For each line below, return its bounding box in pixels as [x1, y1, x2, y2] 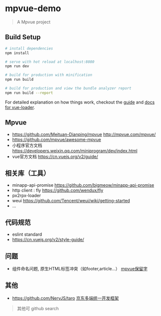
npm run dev [5, 64, 29, 69]
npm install [5, 51, 29, 55]
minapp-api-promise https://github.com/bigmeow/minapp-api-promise [12, 182, 155, 188]
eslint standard [12, 231, 42, 237]
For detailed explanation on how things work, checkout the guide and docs [5, 99, 155, 105]
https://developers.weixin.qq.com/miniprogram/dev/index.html [12, 148, 138, 154]
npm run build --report [5, 90, 54, 95]
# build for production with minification [5, 72, 92, 78]
